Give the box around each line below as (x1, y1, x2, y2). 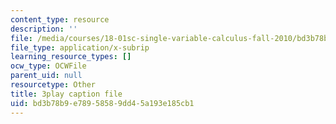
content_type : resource (10, 14, 110, 25)
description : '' (10, 24, 78, 34)
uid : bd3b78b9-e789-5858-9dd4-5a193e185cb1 (10, 98, 195, 108)
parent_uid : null (10, 71, 83, 81)
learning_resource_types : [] (10, 52, 132, 62)
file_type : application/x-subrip (10, 42, 150, 53)
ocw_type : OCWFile (10, 61, 87, 71)
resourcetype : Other (10, 80, 97, 90)
